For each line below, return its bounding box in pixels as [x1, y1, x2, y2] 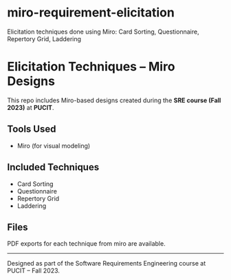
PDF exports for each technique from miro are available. [7, 240, 166, 248]
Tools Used [7, 124, 56, 135]
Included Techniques [7, 161, 100, 173]
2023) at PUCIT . [7, 103, 54, 111]
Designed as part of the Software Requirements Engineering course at [7, 259, 206, 268]
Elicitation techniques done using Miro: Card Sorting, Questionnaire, [7, 27, 199, 36]
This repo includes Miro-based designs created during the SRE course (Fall [7, 96, 221, 104]
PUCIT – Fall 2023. [7, 266, 60, 275]
